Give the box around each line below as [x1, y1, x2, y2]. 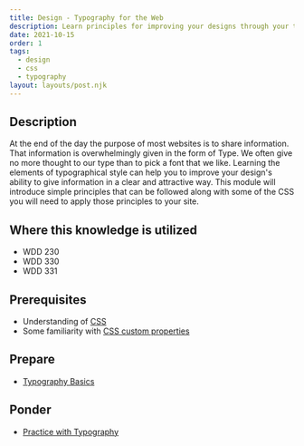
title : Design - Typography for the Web [9, 13, 165, 23]
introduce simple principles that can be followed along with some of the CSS [9, 187, 295, 198]
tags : [9, 47, 30, 56]
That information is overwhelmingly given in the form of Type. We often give [9, 148, 293, 159]
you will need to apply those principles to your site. [9, 196, 199, 207]
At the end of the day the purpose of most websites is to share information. [9, 138, 290, 150]
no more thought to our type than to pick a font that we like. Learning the [9, 158, 280, 169]
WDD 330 [22, 256, 60, 267]
